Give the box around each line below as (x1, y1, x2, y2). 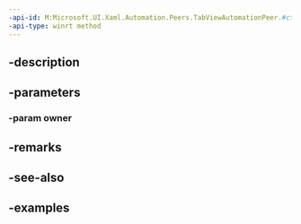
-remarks (8, 140, 62, 155)
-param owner (8, 112, 73, 125)
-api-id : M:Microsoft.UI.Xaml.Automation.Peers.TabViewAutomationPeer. (8, 13, 282, 22)
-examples (8, 201, 70, 216)
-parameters (8, 85, 81, 100)
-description (8, 55, 80, 70)
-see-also (8, 169, 65, 185)
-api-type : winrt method (8, 22, 102, 30)
